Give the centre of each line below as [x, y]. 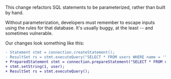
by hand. [15, 13]
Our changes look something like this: [45, 43]
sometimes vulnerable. [29, 33]
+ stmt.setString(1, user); [35, 66]
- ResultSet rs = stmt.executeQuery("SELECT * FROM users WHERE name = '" [86, 57]
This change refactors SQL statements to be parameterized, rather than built [85, 7]
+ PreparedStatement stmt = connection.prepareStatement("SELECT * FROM [84, 62]
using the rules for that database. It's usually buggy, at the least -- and [79, 28]
